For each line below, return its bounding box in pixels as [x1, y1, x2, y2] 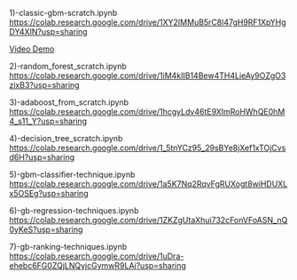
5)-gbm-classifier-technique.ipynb [9, 169, 136, 180]
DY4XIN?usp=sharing [9, 27, 88, 36]
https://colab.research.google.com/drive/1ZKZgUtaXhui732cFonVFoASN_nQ [9, 215, 288, 225]
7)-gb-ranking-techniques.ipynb [9, 242, 128, 252]
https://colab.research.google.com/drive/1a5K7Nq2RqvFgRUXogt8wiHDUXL [9, 179, 288, 189]
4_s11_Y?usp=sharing [9, 116, 87, 126]
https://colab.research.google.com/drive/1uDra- [9, 251, 184, 261]
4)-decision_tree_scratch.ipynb [9, 133, 123, 143]
